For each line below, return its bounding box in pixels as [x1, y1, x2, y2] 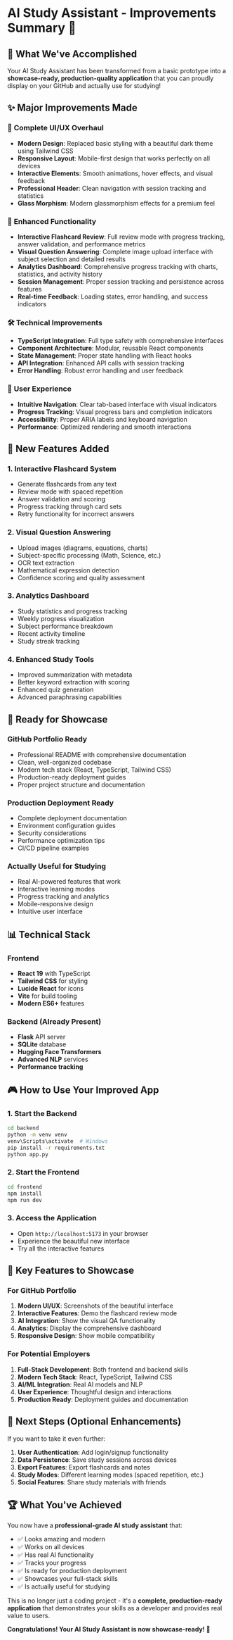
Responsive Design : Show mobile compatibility [17, 1332, 155, 1340]
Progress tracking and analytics [17, 892, 109, 901]
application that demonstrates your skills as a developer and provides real [7, 1604, 222, 1613]
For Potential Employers [7, 1349, 91, 1359]
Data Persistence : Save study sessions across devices [17, 1456, 177, 1464]
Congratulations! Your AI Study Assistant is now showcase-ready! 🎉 [7, 1625, 211, 1634]
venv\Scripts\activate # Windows [7, 1137, 109, 1145]
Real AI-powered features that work [17, 877, 121, 886]
